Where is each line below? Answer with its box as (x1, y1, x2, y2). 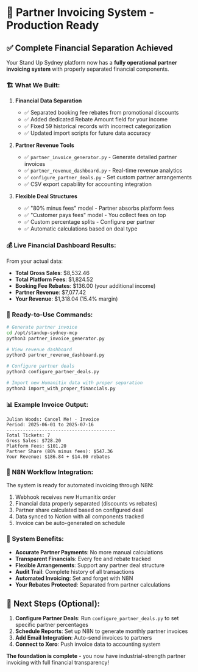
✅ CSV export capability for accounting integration (24, 181, 152, 188)
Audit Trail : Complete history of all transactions (15, 568, 135, 575)
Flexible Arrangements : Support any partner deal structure (15, 561, 164, 569)
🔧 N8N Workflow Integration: (6, 468, 93, 476)
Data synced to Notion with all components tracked (15, 513, 144, 520)
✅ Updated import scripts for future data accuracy (24, 129, 151, 137)
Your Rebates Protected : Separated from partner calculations (15, 581, 171, 588)
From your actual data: (6, 257, 63, 265)
